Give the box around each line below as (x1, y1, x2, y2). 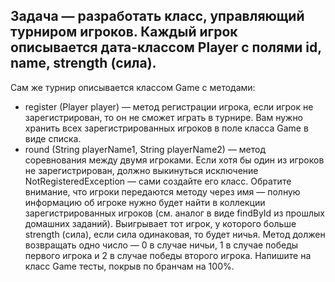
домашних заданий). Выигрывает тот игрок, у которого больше (24, 217, 297, 229)
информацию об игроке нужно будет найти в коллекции (24, 196, 266, 208)
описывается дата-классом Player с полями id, (10, 39, 322, 56)
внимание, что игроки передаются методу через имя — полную (24, 185, 301, 198)
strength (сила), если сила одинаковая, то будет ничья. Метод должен (24, 228, 326, 240)
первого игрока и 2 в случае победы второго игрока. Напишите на (24, 249, 312, 261)
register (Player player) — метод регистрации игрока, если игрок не (24, 100, 314, 113)
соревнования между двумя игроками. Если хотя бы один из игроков (24, 154, 325, 166)
